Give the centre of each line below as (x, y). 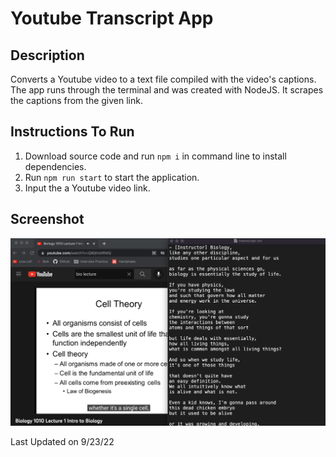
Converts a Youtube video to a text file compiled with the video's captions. (163, 79)
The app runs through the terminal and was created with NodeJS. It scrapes (167, 90)
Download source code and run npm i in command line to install (155, 156)
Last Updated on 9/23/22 (62, 442)
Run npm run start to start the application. (112, 177)
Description (47, 55)
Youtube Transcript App (112, 18)
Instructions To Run (72, 132)
